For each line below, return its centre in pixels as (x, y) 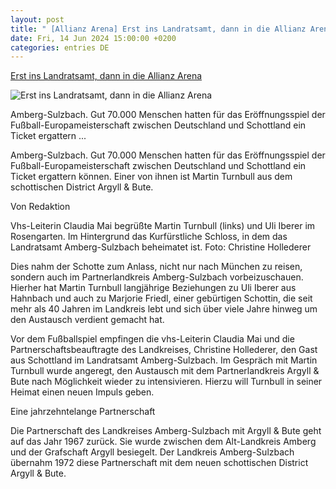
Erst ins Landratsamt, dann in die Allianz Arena (106, 76)
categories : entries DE (60, 47)
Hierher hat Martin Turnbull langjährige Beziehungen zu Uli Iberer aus (153, 288)
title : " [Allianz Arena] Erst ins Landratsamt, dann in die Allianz (158, 29)
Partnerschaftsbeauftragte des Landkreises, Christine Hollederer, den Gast (164, 350)
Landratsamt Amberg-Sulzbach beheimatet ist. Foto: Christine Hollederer (161, 247)
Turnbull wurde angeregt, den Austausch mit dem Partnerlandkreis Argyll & (165, 371)
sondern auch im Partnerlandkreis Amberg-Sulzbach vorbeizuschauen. (157, 277)
